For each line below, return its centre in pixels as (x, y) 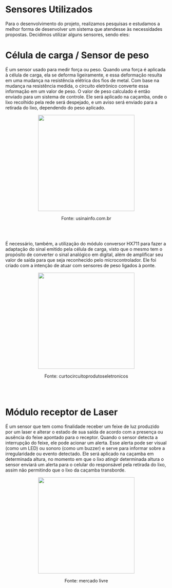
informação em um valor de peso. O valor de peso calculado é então (78, 91)
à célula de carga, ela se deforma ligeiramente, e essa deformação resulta (84, 75)
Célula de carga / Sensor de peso (77, 55)
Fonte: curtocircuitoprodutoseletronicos (86, 376)
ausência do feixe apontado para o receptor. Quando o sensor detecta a (82, 437)
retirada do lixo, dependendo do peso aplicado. (55, 107)
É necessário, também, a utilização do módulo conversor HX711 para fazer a (86, 243)
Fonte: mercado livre (86, 580)
